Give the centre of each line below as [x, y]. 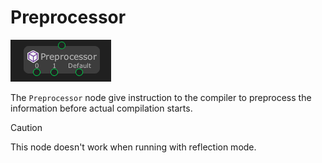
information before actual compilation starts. [101, 108]
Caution [26, 127]
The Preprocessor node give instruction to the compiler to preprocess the [161, 97]
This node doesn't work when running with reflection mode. [133, 147]
